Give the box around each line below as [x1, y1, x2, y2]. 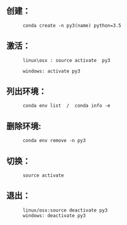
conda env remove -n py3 [22, 137, 86, 144]
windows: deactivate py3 [22, 212, 86, 219]
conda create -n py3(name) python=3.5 [22, 22, 122, 29]
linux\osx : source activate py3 [22, 57, 111, 63]
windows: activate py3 [22, 68, 81, 74]
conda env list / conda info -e [22, 103, 111, 109]
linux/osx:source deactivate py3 [22, 207, 108, 213]
